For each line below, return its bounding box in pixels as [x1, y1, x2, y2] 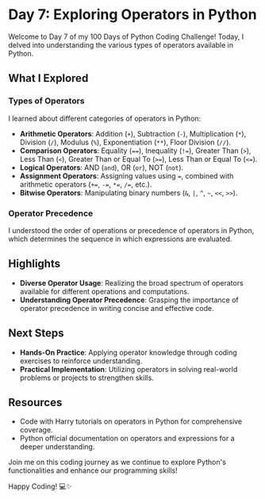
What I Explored [8, 71, 89, 85]
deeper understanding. [19, 442, 95, 451]
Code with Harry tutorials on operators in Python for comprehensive [19, 416, 243, 426]
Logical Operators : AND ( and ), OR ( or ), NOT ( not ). [19, 163, 184, 172]
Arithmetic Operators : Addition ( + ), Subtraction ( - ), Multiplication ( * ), [19, 129, 247, 138]
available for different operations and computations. [19, 286, 190, 296]
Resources [8, 395, 63, 409]
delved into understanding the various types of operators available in [8, 40, 234, 49]
